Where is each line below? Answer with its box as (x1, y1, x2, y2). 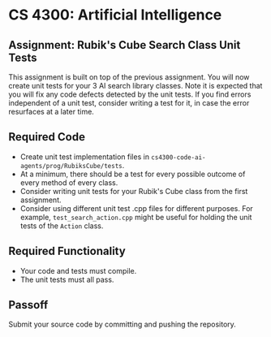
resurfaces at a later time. (8, 107, 95, 116)
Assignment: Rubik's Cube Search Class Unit (8, 38, 241, 52)
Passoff (8, 298, 49, 312)
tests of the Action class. (19, 221, 104, 231)
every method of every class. (19, 177, 118, 188)
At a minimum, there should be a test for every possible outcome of (19, 169, 246, 179)
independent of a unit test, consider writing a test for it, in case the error (8, 98, 250, 107)
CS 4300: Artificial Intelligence (8, 6, 222, 24)
